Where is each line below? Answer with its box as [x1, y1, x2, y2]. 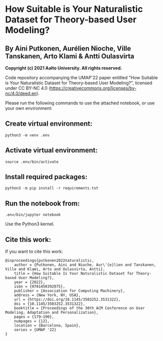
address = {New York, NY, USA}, [14, 293, 81, 298]
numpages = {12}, [14, 319, 50, 324]
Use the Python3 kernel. [5, 221, 54, 227]
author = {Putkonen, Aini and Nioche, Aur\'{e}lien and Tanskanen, [14, 262, 156, 268]
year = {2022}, [14, 280, 46, 285]
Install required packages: [5, 173, 88, 181]
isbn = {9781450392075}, [14, 284, 65, 289]
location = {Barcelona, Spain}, [14, 323, 81, 328]
